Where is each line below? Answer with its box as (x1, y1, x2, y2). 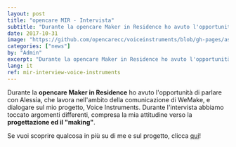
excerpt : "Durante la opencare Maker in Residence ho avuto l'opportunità (7, 56, 231, 63)
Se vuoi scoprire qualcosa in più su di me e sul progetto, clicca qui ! (7, 131, 202, 140)
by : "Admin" (7, 50, 42, 57)
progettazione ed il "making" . (7, 118, 96, 126)
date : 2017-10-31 (7, 29, 58, 37)
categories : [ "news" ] (7, 43, 71, 50)
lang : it (7, 62, 33, 69)
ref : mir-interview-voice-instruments (7, 69, 121, 76)
